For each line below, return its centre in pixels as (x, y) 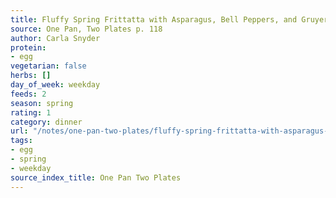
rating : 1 (31, 112)
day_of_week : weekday (55, 85)
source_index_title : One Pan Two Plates (96, 177)
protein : (28, 47)
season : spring (42, 103)
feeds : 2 (28, 94)
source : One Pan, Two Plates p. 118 (86, 29)
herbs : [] (31, 76)
